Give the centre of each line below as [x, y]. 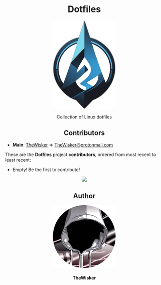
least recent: [18, 160]
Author [84, 196]
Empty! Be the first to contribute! [46, 170]
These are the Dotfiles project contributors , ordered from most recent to [81, 155]
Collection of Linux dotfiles [84, 117]
